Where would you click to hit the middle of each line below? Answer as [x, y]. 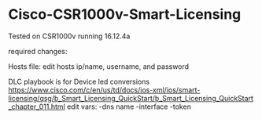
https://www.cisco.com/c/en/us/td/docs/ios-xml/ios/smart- [104, 90]
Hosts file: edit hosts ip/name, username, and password [99, 66]
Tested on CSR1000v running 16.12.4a [69, 36]
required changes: [38, 51]
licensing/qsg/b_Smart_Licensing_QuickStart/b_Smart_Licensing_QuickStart [131, 98]
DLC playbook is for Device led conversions [79, 81]
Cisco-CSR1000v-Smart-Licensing [125, 14]
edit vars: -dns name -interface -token [129, 106]
